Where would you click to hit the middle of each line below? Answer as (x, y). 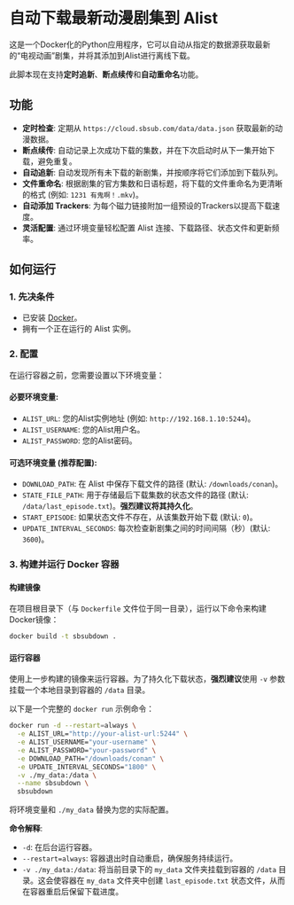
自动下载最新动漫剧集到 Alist (114, 18)
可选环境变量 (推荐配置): (53, 463)
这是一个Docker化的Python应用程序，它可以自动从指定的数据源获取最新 (140, 44)
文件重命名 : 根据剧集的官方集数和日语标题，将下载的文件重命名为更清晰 (152, 183)
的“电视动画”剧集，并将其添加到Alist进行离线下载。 (102, 55)
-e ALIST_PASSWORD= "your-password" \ (87, 750)
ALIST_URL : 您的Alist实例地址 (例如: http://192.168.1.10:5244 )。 (139, 418)
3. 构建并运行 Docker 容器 (64, 565)
